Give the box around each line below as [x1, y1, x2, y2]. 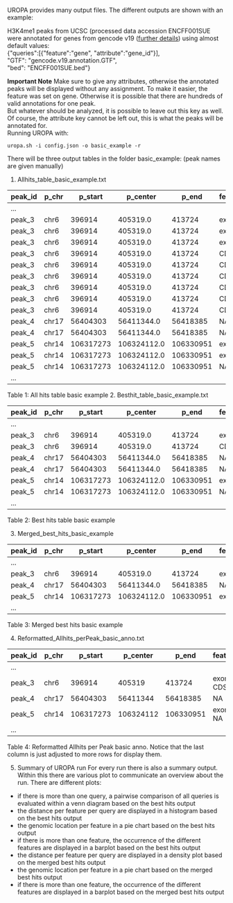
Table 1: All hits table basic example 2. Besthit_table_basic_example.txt [7, 391, 209, 399]
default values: [7, 42, 50, 49]
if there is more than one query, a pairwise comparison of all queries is [17, 792, 220, 800]
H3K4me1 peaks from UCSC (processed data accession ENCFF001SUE [7, 27, 211, 35]
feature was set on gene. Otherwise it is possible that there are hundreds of [7, 92, 223, 100]
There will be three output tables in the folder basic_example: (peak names [7, 154, 221, 163]
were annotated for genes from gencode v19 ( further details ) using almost [7, 34, 219, 42]
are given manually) [7, 162, 64, 170]
